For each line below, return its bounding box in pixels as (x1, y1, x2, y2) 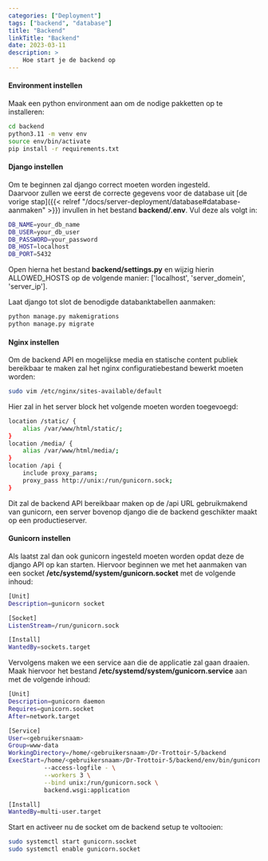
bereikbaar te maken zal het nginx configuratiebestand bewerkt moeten (8, 364, 244, 373)
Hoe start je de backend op (22, 57, 116, 65)
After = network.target (8, 712, 81, 721)
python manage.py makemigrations (8, 313, 120, 321)
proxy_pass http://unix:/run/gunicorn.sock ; (22, 476, 173, 484)
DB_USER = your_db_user (8, 228, 81, 236)
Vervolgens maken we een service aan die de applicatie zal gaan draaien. (8, 658, 250, 667)
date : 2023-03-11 (8, 41, 66, 49)
